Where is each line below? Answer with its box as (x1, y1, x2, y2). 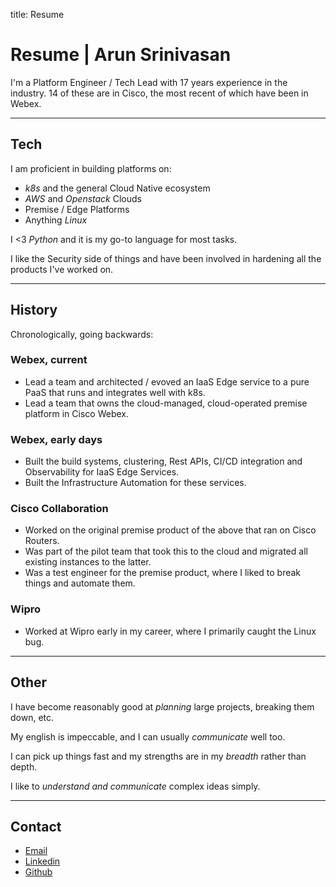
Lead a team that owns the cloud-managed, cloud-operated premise (24, 397, 308, 409)
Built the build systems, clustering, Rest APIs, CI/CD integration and (24, 455, 303, 468)
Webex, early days (10, 432, 103, 446)
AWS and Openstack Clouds (24, 192, 142, 204)
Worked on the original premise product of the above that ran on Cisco (24, 524, 317, 536)
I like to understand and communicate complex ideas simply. (10, 780, 261, 792)
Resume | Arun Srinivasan (10, 44, 232, 66)
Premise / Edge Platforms (24, 203, 130, 215)
